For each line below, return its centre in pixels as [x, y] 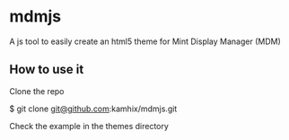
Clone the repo [37, 91]
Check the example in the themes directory [89, 126]
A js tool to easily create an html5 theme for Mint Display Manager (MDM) [145, 41]
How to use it [47, 70]
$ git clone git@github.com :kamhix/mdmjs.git [93, 109]
